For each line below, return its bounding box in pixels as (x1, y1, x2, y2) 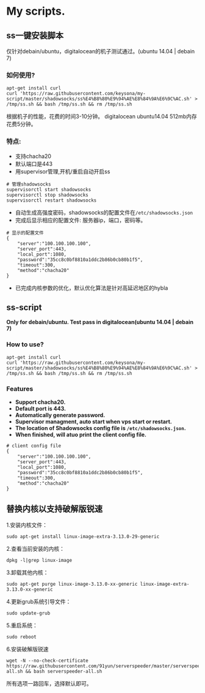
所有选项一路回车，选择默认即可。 (6, 680, 92, 687)
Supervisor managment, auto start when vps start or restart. (15, 418, 173, 425)
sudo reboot (6, 634, 37, 640)
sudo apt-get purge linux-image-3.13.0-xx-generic (6, 581, 138, 587)
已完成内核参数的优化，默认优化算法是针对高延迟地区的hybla (15, 284, 168, 292)
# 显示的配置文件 (6, 230, 44, 236)
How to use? (6, 340, 44, 349)
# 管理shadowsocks (6, 181, 51, 187)
